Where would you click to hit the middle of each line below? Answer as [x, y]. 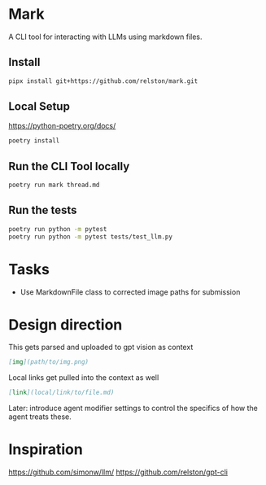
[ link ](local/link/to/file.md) [61, 393]
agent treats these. [40, 417]
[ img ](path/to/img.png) [49, 362]
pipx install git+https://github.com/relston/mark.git [103, 81]
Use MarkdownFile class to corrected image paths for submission [130, 292]
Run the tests [43, 210]
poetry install [34, 141]
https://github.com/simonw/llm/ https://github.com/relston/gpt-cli [118, 472]
